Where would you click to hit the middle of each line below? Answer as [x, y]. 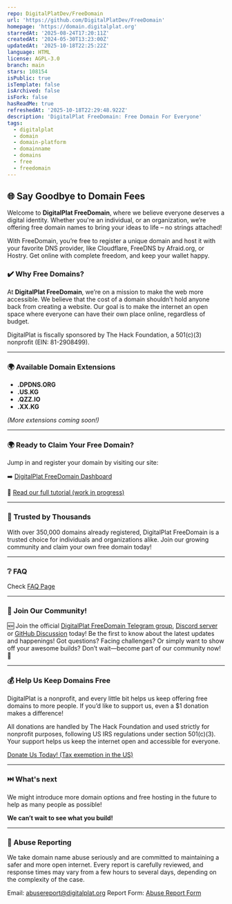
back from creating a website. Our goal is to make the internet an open [108, 306]
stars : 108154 [28, 71]
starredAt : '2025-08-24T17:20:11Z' [58, 33]
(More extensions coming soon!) [53, 420]
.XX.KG [28, 407]
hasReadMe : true [30, 104]
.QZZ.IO [29, 400]
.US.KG [28, 392]
